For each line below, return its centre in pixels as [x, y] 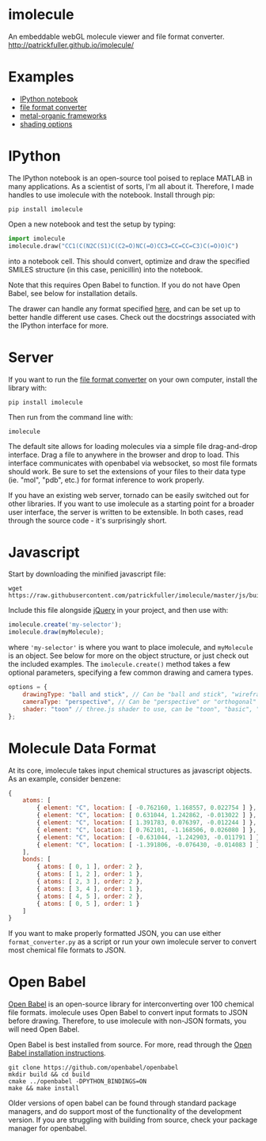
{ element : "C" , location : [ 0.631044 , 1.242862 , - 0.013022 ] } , [147, 816]
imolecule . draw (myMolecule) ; [56, 632]
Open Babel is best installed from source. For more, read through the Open [130, 1045]
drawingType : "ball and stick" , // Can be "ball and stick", [125, 694]
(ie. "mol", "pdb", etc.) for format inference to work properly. [106, 480]
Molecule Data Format [82, 748]
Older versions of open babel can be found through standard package [122, 1103]
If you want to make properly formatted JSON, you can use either [115, 934]
